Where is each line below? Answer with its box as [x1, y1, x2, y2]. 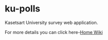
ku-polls [5, 3, 41, 14]
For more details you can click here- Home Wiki [5, 29, 103, 35]
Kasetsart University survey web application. [5, 19, 98, 25]
